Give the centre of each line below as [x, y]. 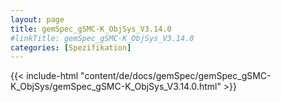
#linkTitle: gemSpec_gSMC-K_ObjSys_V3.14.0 [102, 38]
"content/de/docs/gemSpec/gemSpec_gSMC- [176, 76]
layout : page [37, 19]
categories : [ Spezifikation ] [71, 47]
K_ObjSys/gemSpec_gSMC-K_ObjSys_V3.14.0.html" [116, 87]
